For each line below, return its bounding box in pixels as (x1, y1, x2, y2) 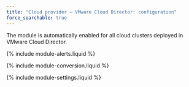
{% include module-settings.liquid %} (6, 74, 101, 81)
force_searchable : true (6, 15, 67, 21)
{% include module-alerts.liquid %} (6, 50, 96, 57)
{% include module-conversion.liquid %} (6, 62, 109, 69)
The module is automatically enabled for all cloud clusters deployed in (6, 31, 183, 39)
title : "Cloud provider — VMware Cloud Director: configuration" (6, 9, 177, 15)
